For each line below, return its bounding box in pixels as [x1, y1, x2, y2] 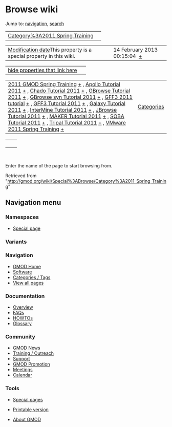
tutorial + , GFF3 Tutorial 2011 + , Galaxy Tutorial [8, 100, 125, 107]
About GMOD [12, 416, 41, 422]
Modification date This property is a [8, 46, 92, 53]
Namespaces [5, 214, 39, 221]
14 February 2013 [113, 46, 158, 53]
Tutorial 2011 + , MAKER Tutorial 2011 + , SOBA [8, 113, 124, 120]
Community [5, 333, 35, 340]
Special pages [12, 396, 43, 402]
